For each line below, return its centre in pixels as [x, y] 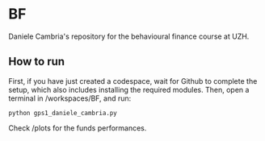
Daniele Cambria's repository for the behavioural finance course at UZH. [129, 36]
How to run [37, 62]
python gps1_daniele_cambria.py [63, 113]
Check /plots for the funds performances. [78, 128]
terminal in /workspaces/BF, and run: [70, 98]
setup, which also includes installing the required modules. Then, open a [129, 89]
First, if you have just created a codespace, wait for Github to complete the [133, 81]
